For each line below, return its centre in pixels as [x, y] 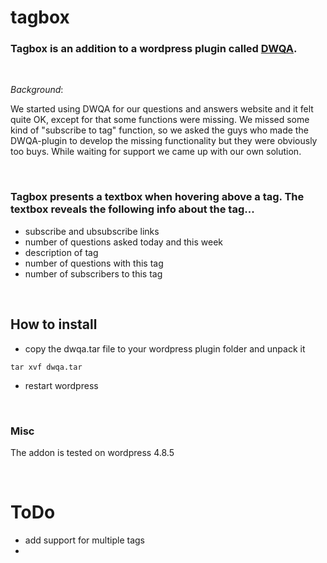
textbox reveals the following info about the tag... [132, 209]
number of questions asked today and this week [124, 242]
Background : [37, 90]
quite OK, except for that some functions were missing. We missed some [160, 120]
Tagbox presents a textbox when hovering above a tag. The [157, 197]
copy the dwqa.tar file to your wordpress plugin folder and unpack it [165, 348]
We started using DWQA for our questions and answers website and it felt [162, 109]
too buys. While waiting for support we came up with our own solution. [156, 152]
